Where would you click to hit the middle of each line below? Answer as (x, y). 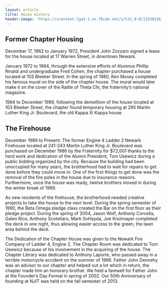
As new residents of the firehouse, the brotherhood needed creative (75, 197)
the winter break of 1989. (31, 188)
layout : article (22, 10)
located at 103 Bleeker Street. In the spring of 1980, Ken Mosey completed (81, 77)
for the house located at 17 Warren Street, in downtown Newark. (71, 56)
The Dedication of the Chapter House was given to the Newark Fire (74, 239)
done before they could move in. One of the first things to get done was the (82, 172)
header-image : (20, 19)
